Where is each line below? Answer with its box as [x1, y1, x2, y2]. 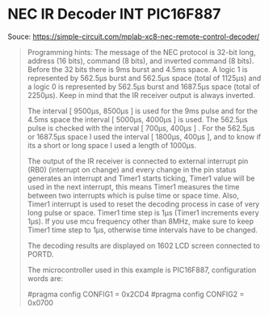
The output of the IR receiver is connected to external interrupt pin [27, 155, 249, 166]
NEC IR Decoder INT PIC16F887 [7, 5, 221, 23]
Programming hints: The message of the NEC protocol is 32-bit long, [27, 47, 256, 57]
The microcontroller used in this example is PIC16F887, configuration [27, 265, 256, 275]
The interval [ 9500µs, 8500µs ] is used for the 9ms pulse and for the [27, 106, 258, 116]
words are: [27, 273, 64, 283]
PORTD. [27, 249, 54, 259]
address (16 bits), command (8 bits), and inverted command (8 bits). [27, 56, 254, 66]
